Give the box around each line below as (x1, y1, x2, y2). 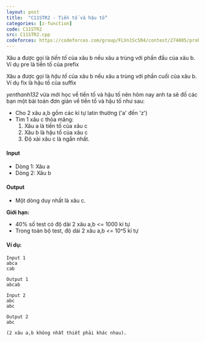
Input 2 (6, 292, 26, 299)
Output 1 (6, 276, 29, 282)
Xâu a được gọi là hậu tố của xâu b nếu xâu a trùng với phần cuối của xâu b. (6, 73, 197, 80)
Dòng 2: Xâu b (15, 169, 52, 177)
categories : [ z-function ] (6, 20, 72, 26)
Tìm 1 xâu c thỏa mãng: (15, 116, 74, 123)
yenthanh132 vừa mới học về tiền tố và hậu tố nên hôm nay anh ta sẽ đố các (6, 91, 198, 98)
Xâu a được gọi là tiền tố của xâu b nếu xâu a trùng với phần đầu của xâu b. (6, 54, 195, 61)
